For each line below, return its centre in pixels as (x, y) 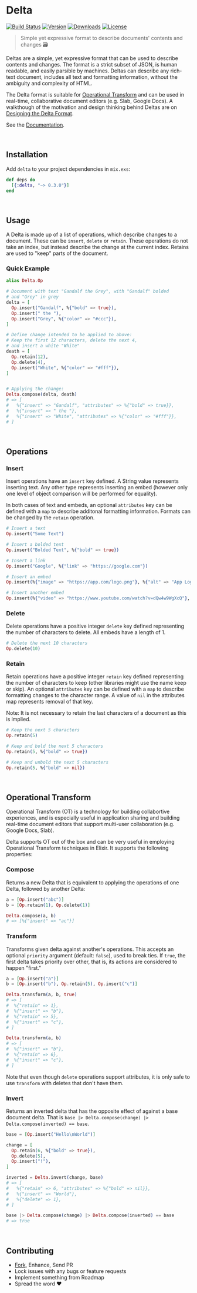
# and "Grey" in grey (33, 297)
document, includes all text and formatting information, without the (97, 77)
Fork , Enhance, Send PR (44, 1265)
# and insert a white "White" (43, 346)
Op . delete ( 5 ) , (28, 1156)
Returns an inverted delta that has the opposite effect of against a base (92, 1111)
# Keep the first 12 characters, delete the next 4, (72, 340)
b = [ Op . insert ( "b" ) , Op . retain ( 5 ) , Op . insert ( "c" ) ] (72, 984)
